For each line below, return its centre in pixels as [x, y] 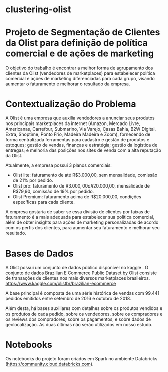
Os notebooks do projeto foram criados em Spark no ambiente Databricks [81, 358]
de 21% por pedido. [33, 180]
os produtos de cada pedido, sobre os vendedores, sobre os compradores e [84, 314]
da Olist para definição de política [76, 43]
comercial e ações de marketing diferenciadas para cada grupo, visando [80, 79]
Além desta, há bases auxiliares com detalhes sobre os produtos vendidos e [84, 308]
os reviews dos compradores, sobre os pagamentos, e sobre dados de [78, 319]
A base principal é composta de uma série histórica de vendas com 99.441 [82, 293]
